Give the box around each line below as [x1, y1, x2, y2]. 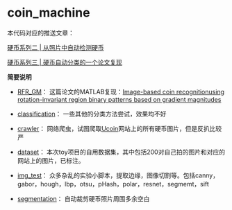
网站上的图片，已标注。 [17, 156, 85, 164]
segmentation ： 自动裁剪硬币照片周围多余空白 [17, 194, 150, 202]
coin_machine [7, 5, 90, 21]
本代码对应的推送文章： [7, 28, 74, 37]
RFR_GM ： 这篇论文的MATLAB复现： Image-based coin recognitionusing [17, 87, 224, 96]
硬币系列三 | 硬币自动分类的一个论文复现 [7, 58, 123, 67]
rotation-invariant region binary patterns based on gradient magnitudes [17, 95, 222, 103]
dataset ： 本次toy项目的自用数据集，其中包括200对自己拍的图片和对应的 [17, 148, 226, 156]
